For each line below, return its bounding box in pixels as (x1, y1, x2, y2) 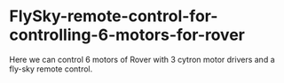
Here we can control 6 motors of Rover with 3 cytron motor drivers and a (9, 54, 275, 64)
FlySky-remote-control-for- (9, 6, 218, 26)
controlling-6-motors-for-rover (9, 25, 246, 45)
